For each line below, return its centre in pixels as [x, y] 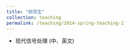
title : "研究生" [26, 12]
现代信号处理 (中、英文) [45, 41]
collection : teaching [34, 17]
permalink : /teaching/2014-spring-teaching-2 [65, 23]
